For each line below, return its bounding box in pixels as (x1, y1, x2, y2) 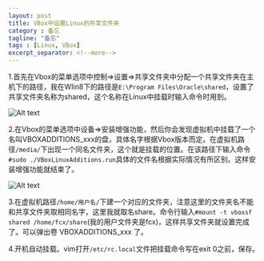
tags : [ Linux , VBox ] (8, 42, 81, 50)
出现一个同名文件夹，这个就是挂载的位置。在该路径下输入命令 (47, 145, 251, 154)
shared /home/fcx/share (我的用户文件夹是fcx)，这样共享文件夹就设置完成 (8, 217, 250, 227)
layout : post (8, 11, 52, 20)
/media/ (15, 146, 42, 154)
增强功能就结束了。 (14, 165, 78, 174)
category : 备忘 (8, 26, 60, 34)
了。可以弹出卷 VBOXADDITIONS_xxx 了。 (8, 227, 148, 236)
